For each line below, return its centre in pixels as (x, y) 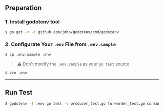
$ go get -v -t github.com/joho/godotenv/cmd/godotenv (62, 32)
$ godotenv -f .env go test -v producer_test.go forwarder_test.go (75, 104)
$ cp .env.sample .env (28, 55)
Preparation (23, 8)
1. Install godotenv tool (32, 22)
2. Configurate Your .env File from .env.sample (61, 44)
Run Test (19, 92)
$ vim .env (16, 73)
